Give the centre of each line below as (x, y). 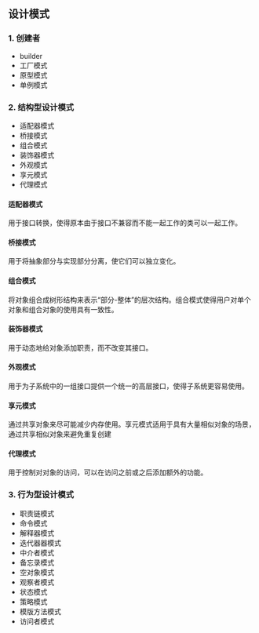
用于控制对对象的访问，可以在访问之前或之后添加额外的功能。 (108, 472)
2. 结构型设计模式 (41, 107)
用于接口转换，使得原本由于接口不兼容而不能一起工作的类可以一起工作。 (125, 223)
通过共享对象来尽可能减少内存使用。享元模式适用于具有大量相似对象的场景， (132, 424)
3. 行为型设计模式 (41, 495)
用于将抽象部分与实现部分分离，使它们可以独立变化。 (94, 261)
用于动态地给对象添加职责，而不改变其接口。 (80, 347)
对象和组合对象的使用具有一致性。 (63, 309)
